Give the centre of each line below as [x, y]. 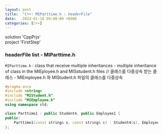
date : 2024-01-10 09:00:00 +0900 [41, 19]
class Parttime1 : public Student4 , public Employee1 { [63, 113]
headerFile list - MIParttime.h [40, 55]
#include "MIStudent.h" [29, 96]
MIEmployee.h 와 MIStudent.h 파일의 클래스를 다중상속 [70, 77]
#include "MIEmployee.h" [30, 100]
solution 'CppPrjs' [23, 37]
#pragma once [18, 86]
